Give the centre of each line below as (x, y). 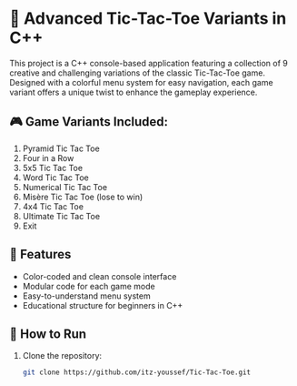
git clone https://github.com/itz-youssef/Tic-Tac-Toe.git (137, 372)
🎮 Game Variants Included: (89, 122)
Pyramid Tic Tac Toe (61, 148)
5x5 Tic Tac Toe (53, 168)
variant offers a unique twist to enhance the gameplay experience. (134, 92)
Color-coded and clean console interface (99, 276)
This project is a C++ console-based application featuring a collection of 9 (149, 63)
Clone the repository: (62, 356)
